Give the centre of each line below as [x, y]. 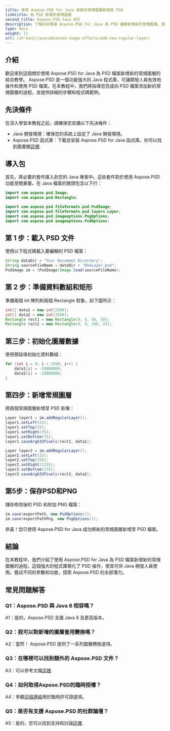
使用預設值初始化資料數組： [34, 354]
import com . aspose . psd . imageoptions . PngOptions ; [57, 216]
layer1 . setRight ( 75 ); [28, 432]
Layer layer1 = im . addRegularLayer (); [46, 418]
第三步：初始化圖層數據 [42, 341]
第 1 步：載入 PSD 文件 [40, 238]
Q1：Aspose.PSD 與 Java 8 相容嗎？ [50, 605]
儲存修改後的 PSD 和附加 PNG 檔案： [44, 504]
